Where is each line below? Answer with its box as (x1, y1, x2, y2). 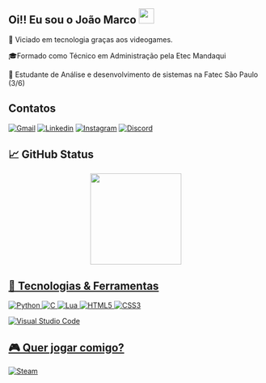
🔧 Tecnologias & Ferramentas (8, 279, 159, 292)
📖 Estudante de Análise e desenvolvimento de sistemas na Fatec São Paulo (8, 70, 259, 79)
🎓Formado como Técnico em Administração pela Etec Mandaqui (8, 50, 226, 61)
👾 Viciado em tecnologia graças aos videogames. (8, 34, 173, 45)
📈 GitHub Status (8, 147, 95, 162)
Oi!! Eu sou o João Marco (8, 13, 137, 27)
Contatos (8, 102, 57, 116)
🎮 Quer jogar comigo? (8, 341, 125, 355)
